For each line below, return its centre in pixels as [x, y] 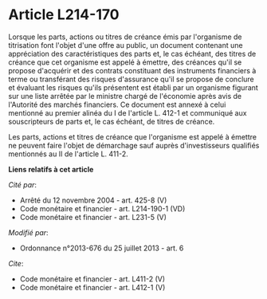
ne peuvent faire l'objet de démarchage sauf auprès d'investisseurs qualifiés [134, 145]
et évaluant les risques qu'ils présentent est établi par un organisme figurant [133, 87]
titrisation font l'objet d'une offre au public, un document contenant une [126, 45]
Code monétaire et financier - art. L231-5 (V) [93, 217]
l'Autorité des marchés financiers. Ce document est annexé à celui [117, 104]
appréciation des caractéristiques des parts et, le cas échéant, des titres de [132, 53]
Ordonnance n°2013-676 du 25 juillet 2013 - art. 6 [102, 248]
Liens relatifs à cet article [51, 169]
